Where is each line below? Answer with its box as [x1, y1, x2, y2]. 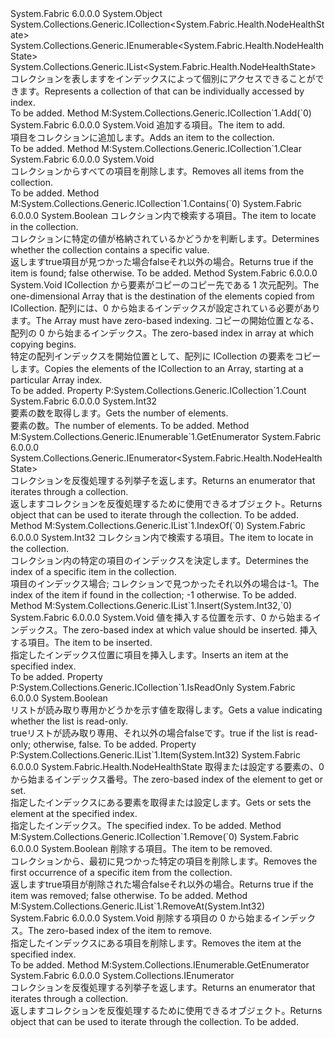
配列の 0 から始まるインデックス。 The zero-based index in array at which [10, 327, 315, 339]
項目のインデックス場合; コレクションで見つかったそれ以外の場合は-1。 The [10, 578, 320, 589]
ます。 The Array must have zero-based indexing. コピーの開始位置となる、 [10, 315, 320, 326]
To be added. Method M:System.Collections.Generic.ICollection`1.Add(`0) [10, 107, 312, 119]
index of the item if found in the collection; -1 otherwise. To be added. [10, 589, 297, 601]
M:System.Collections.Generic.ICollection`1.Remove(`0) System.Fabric [10, 831, 300, 842]
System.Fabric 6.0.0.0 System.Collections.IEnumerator [10, 970, 235, 981]
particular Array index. [10, 374, 103, 386]
